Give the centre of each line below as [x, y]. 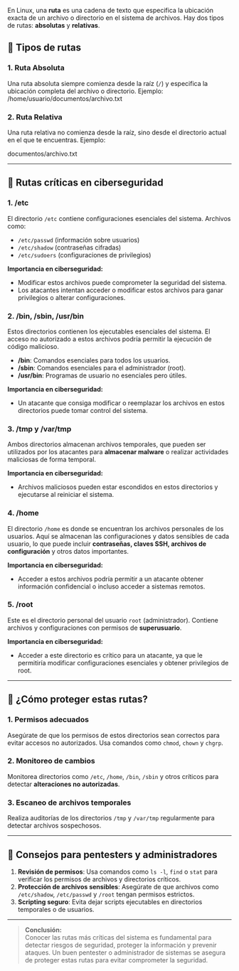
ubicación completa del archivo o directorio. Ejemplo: [85, 91]
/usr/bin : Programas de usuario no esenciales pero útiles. [102, 375]
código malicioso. [33, 346]
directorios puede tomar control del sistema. [83, 410]
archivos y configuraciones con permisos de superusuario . [95, 628]
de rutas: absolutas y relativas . [54, 25]
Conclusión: [43, 930]
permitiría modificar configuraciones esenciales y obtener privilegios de [123, 662]
